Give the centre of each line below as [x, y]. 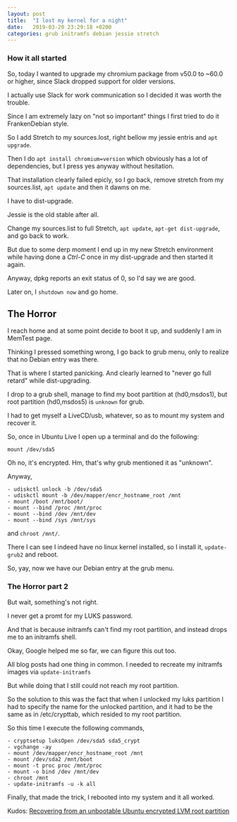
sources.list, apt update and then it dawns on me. [79, 187]
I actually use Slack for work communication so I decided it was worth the [115, 95]
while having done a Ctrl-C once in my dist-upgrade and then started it [110, 257]
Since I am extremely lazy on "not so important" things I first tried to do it [114, 116]
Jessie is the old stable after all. [53, 214]
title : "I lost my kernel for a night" [68, 20]
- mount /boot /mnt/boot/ [45, 502]
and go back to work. [38, 236]
